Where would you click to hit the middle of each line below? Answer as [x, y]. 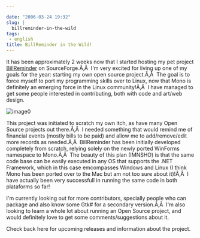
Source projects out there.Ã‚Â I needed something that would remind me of [99, 129]
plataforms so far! [28, 187]
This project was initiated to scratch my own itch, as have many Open [92, 123]
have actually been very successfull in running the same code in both [92, 180]
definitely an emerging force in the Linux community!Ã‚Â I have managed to [100, 87]
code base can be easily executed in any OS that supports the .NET [90, 161]
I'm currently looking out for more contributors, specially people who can [96, 198]
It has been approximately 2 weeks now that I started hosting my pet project [100, 62]
